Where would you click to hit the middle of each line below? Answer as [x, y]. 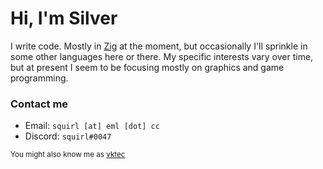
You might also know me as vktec [68, 155]
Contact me [39, 104]
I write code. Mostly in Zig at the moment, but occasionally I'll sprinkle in [159, 46]
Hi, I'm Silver [64, 18]
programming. [39, 78]
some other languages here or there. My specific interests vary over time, [162, 56]
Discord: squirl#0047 [68, 136]
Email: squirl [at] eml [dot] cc [92, 126]
